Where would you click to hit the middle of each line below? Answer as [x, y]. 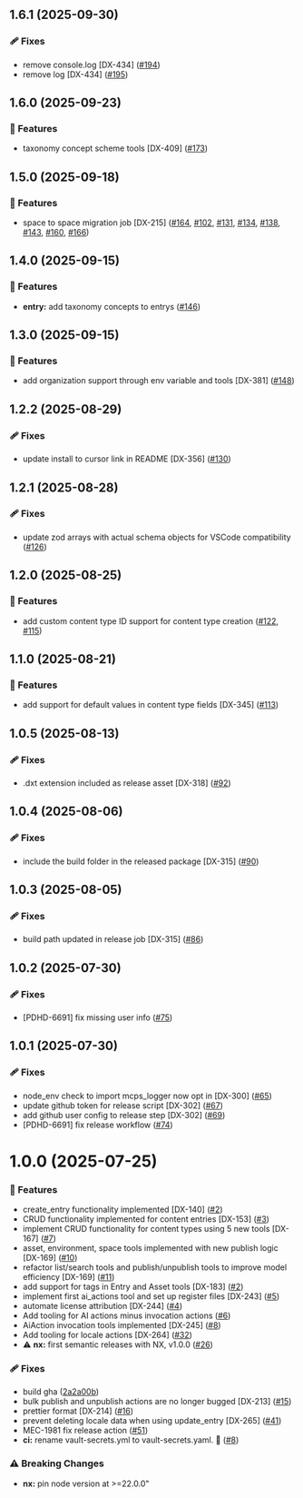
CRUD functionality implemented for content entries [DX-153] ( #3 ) [146, 1219]
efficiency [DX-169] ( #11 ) [68, 1277]
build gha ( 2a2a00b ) [61, 1392]
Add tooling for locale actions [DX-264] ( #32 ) [108, 1335]
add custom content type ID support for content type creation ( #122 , [151, 620]
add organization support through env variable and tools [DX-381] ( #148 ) [158, 381]
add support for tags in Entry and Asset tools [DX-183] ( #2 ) [133, 1287]
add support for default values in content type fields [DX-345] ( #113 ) [151, 705]
